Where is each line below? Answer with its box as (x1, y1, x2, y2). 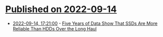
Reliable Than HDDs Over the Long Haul (12, 25, 97, 31)
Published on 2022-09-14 (5, 4, 117, 15)
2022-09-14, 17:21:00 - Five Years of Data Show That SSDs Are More (12, 20, 158, 26)
